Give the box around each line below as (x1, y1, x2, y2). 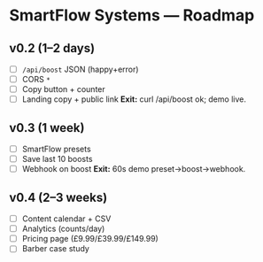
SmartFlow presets (21, 143, 91, 155)
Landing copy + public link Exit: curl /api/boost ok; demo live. (21, 94, 246, 104)
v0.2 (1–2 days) (9, 41, 96, 56)
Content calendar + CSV (21, 213, 112, 224)
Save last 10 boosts (21, 154, 93, 165)
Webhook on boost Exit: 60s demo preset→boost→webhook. (21, 164, 246, 174)
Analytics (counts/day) (21, 223, 105, 235)
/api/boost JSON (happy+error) (21, 64, 139, 74)
